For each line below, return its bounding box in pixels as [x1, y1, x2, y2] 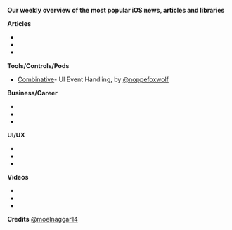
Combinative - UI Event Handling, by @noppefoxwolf [17, 75, 169, 83]
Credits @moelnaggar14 [7, 215, 79, 223]
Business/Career [7, 89, 58, 97]
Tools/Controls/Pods [7, 62, 70, 69]
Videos [7, 173, 29, 181]
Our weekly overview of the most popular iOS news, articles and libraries [7, 6, 225, 14]
